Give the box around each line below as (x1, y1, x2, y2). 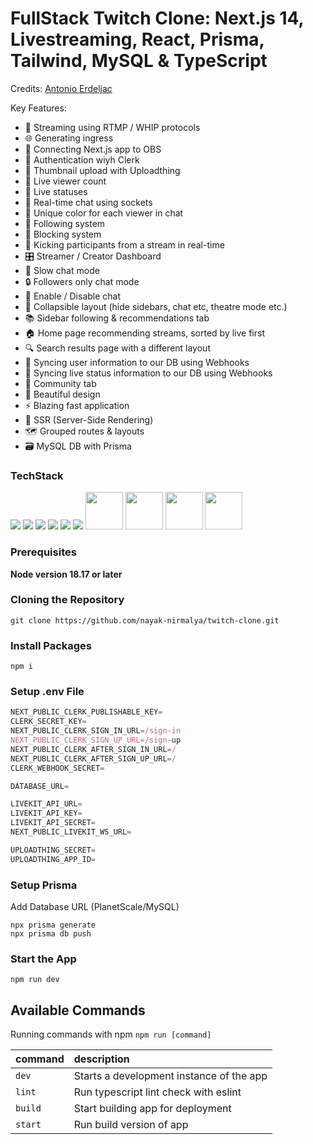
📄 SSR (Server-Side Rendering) (24, 413, 154, 426)
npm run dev (10, 975, 60, 985)
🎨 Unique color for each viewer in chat (24, 207, 184, 219)
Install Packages (10, 638, 92, 652)
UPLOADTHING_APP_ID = (10, 854, 97, 864)
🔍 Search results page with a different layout (24, 342, 211, 354)
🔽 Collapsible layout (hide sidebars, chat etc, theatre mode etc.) (24, 300, 288, 312)
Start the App (10, 952, 77, 966)
